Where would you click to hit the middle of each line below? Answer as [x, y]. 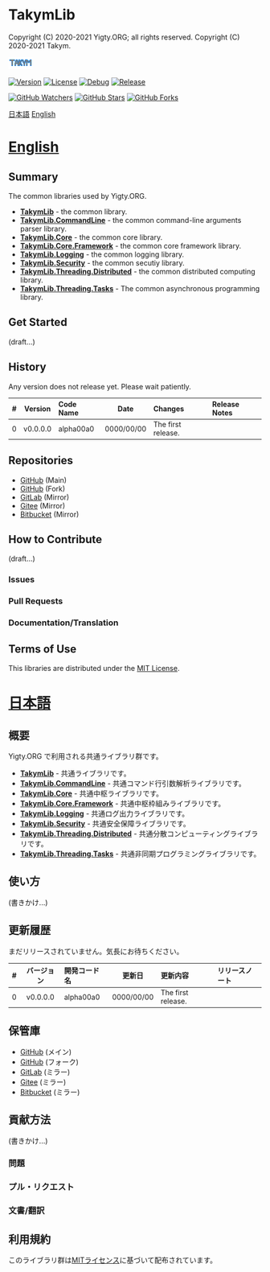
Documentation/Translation [63, 623]
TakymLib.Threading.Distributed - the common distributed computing [137, 271]
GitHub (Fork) [43, 488]
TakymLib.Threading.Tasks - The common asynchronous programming [140, 288]
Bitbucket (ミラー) [50, 1092]
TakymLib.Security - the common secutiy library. [102, 262]
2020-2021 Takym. [39, 45]
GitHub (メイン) [46, 1052]
